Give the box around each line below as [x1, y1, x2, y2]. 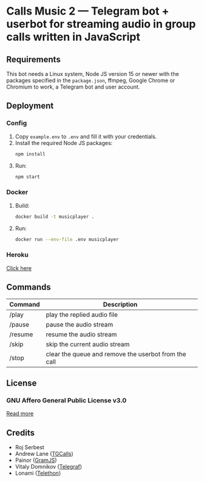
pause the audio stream [46, 320, 114, 328]
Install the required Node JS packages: [15, 139, 113, 146]
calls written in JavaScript [6, 30, 141, 44]
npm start [15, 174, 41, 180]
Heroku [6, 251, 29, 259]
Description [103, 300, 138, 308]
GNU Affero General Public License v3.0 [6, 396, 127, 404]
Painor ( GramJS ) [15, 457, 57, 464]
